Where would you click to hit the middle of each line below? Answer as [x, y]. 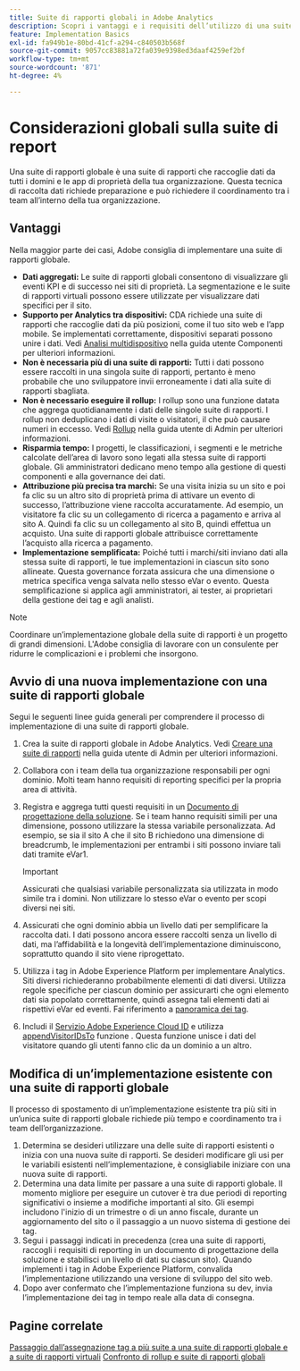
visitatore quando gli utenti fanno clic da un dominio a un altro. [137, 1045]
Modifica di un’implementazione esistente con [141, 1074]
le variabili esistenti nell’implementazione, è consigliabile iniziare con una [156, 1164]
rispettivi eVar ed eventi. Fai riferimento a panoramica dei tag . [135, 1009]
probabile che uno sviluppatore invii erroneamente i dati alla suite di [146, 381]
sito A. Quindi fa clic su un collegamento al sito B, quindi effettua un [146, 523]
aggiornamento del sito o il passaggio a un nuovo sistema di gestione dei [156, 1222]
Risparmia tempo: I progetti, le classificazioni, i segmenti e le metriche [152, 447]
